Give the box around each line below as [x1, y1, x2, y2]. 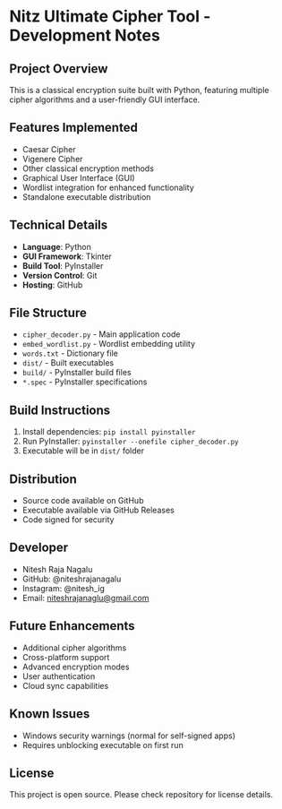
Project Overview [9, 61, 108, 76]
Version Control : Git [21, 270, 98, 280]
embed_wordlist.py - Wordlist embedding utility [21, 339, 195, 349]
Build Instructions [9, 402, 111, 417]
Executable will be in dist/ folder [21, 445, 145, 456]
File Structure [9, 306, 87, 321]
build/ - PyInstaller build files [21, 367, 132, 378]
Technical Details [9, 218, 108, 233]
